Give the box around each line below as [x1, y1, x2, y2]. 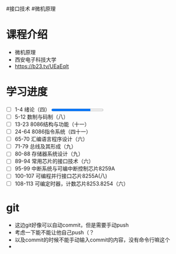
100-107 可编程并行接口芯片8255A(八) [14, 172, 107, 180]
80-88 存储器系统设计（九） [14, 150, 84, 158]
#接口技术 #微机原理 [6, 5, 56, 12]
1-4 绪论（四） [14, 106, 50, 113]
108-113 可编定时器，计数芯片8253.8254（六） [14, 180, 129, 187]
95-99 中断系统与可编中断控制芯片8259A [14, 165, 115, 172]
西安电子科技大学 [14, 56, 57, 63]
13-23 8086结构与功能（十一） [14, 121, 90, 128]
